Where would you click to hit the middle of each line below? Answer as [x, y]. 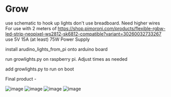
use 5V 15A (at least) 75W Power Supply [48, 39]
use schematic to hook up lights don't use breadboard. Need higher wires [83, 23]
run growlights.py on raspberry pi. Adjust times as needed [66, 59]
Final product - [21, 79]
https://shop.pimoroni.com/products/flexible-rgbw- [112, 28]
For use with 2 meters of [31, 28]
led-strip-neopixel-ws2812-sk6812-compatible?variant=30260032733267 [83, 34]
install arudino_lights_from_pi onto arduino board [57, 49]
